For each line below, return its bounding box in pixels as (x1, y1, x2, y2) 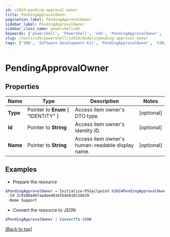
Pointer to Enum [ (27, 106, 69, 113)
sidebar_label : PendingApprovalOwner (5, 21, 85, 27)
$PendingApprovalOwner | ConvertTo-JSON (5, 217, 92, 222)
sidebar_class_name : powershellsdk (5, 26, 80, 31)
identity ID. (75, 127, 101, 134)
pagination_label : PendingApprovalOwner (5, 17, 92, 22)
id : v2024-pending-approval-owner (5, 7, 78, 13)
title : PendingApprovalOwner (5, 12, 67, 17)
